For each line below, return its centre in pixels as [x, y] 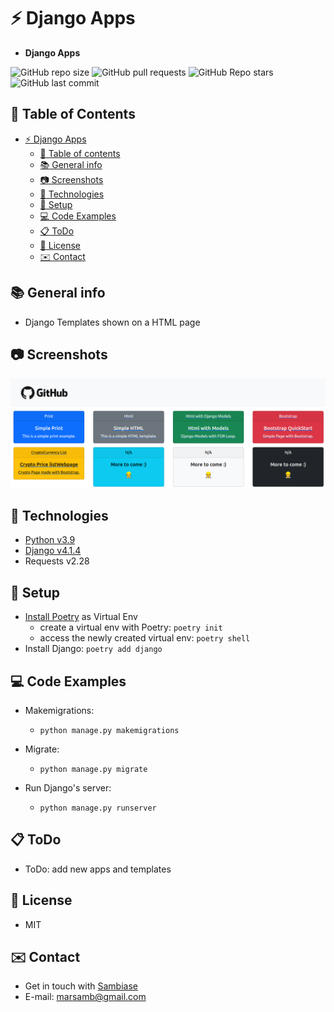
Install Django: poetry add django [93, 649]
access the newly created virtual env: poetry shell [145, 638]
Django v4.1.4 [53, 551]
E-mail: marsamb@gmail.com [85, 997]
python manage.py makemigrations [109, 731]
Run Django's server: [68, 788]
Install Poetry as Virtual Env [81, 617]
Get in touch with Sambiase [81, 986]
